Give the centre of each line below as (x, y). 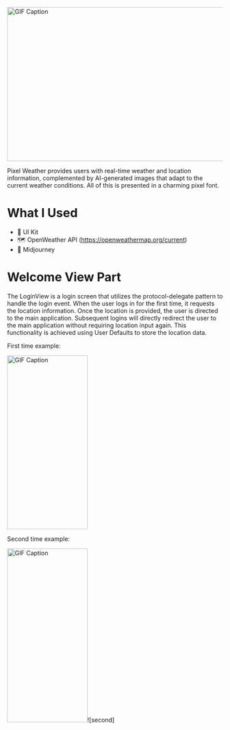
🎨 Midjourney (36, 249)
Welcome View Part (64, 277)
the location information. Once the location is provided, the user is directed (113, 310)
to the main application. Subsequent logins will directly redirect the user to (112, 318)
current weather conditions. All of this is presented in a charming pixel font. (113, 185)
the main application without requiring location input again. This (97, 325)
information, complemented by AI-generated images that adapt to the (105, 178)
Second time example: (39, 539)
